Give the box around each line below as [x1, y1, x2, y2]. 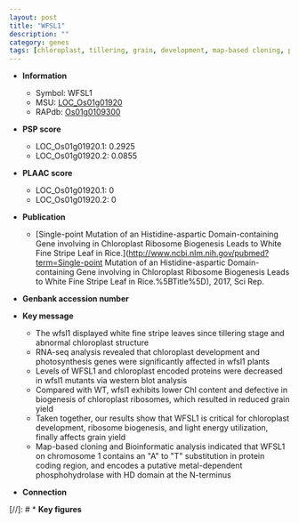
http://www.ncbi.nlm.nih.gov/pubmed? [128, 248, 270, 259]
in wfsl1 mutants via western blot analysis [35, 375, 188, 386]
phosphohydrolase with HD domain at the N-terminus [35, 470, 231, 480]
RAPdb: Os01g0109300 [35, 107, 121, 117]
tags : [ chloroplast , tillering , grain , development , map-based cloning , [9, 46, 285, 55]
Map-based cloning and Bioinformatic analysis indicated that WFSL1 [35, 441, 286, 452]
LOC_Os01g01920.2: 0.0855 [35, 150, 138, 161]
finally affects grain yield [35, 432, 126, 443]
